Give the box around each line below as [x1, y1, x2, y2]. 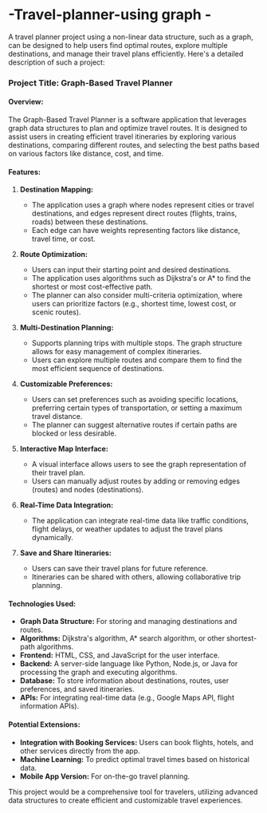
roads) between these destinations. [31, 217, 149, 227]
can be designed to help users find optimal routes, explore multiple [8, 40, 229, 49]
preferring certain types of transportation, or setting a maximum [31, 403, 242, 412]
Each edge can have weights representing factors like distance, [31, 226, 241, 235]
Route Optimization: [19, 250, 88, 259]
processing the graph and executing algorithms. [19, 668, 178, 677]
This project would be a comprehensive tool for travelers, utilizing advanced [8, 787, 258, 796]
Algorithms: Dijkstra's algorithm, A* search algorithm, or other [19, 633, 226, 643]
